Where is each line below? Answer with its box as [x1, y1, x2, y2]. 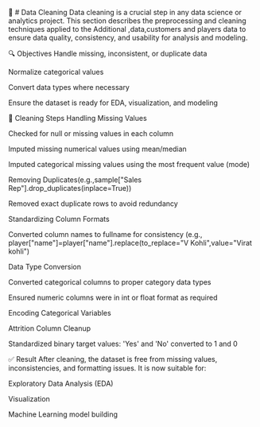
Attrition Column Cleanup [8, 324, 91, 333]
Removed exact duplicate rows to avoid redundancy [8, 199, 179, 208]
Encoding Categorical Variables [8, 309, 111, 317]
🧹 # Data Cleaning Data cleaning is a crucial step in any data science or [8, 8, 243, 17]
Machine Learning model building [8, 410, 118, 419]
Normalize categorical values [8, 68, 104, 76]
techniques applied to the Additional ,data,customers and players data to [8, 25, 246, 33]
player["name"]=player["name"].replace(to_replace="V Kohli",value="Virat [8, 239, 253, 247]
